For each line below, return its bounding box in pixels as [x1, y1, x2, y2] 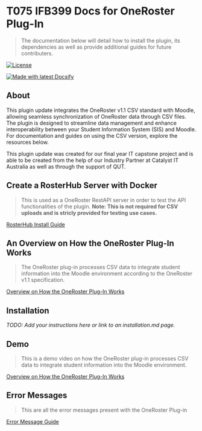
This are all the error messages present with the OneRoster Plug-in [21, 406, 188, 414]
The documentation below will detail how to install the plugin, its [21, 37, 180, 44]
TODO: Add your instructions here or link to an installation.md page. [6, 321, 175, 329]
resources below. [6, 138, 49, 146]
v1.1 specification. [21, 276, 65, 284]
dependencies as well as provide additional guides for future [21, 43, 172, 51]
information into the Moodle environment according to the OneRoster [21, 270, 193, 278]
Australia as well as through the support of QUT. [6, 163, 126, 170]
